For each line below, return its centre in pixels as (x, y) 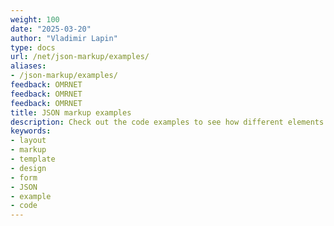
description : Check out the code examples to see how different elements (167, 122)
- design (28, 168)
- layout (28, 141)
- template (33, 159)
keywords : (31, 131)
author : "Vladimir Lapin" (64, 38)
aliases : (28, 66)
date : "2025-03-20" (51, 29)
